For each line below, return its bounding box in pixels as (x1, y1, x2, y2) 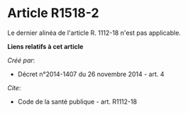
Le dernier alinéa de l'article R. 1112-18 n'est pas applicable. (7, 28, 181, 37)
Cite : (7, 83, 21, 92)
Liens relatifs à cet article (7, 42, 84, 50)
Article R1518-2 (7, 5, 99, 21)
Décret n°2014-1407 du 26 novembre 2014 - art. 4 (17, 70, 165, 78)
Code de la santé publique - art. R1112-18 (17, 97, 137, 106)
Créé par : (7, 55, 35, 65)
